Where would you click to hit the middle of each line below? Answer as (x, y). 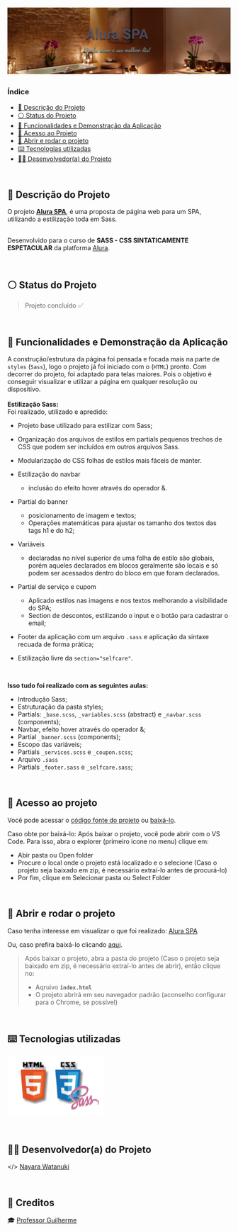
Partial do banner (43, 502)
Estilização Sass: (33, 405)
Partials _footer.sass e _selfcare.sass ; (75, 767)
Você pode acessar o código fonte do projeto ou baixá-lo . (92, 820)
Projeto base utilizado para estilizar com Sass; (85, 426)
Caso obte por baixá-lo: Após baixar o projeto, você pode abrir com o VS (114, 833)
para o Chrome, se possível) (76, 1002)
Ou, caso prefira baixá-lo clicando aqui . (65, 944)
